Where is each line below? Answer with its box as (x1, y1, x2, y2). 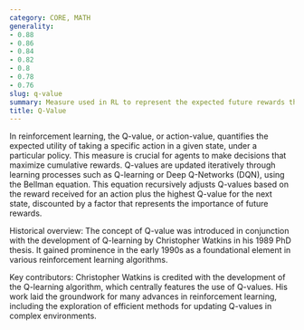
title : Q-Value (9, 106, 67, 115)
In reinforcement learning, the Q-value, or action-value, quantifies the (9, 131, 269, 141)
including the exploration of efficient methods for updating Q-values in (9, 301, 272, 312)
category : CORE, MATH (9, 13, 91, 23)
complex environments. (9, 310, 97, 322)
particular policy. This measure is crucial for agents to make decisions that (9, 150, 287, 161)
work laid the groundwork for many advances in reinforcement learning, (9, 291, 278, 302)
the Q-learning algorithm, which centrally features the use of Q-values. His (9, 282, 288, 293)
